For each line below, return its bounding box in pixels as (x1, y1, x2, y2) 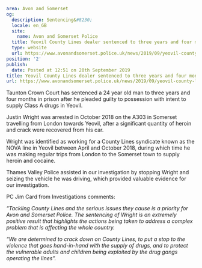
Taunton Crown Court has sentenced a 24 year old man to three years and (6, 89, 191, 96)
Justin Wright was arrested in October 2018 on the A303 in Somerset (6, 114, 177, 121)
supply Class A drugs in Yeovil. (6, 102, 83, 109)
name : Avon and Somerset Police (17, 34, 98, 40)
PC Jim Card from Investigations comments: (6, 193, 115, 201)
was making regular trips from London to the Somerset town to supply (6, 151, 180, 158)
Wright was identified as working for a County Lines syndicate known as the (6, 138, 195, 145)
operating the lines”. (6, 255, 57, 262)
